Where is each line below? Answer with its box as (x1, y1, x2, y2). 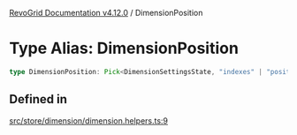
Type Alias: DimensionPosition (9, 39, 239, 58)
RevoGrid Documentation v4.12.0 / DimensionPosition (9, 8, 203, 18)
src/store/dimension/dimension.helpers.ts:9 (9, 115, 169, 126)
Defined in (9, 92, 68, 107)
